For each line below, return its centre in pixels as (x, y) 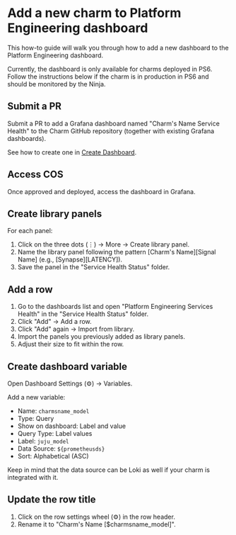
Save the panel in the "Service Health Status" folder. (94, 267)
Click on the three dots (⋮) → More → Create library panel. (103, 244)
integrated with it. (33, 477)
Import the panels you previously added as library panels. (101, 337)
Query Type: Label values (55, 433)
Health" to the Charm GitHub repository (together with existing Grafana (111, 131)
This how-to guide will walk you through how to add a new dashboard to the (118, 47)
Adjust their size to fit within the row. (71, 344)
